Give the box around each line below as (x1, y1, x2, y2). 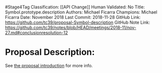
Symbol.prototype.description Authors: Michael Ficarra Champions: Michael (5, 9, 157, 15)
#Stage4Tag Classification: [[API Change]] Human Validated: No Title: (5, 4, 145, 10)
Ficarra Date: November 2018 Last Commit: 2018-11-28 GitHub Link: (5, 15, 141, 20)
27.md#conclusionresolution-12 (5, 30, 68, 35)
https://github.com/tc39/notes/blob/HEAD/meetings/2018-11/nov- (5, 25, 137, 30)
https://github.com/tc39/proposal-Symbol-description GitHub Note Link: (5, 19, 150, 25)
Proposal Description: (5, 47, 95, 58)
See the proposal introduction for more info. (5, 62, 93, 68)
